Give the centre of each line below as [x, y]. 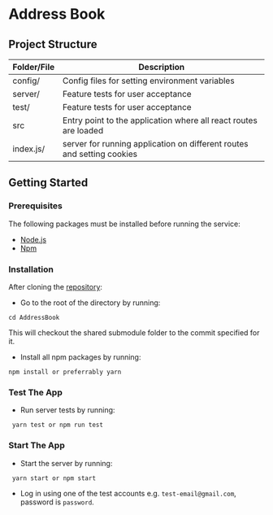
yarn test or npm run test [58, 425]
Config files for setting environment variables [148, 81]
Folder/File [34, 67]
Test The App [35, 392]
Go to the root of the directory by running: [90, 303]
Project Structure [53, 44]
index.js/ [29, 149]
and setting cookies [100, 154]
